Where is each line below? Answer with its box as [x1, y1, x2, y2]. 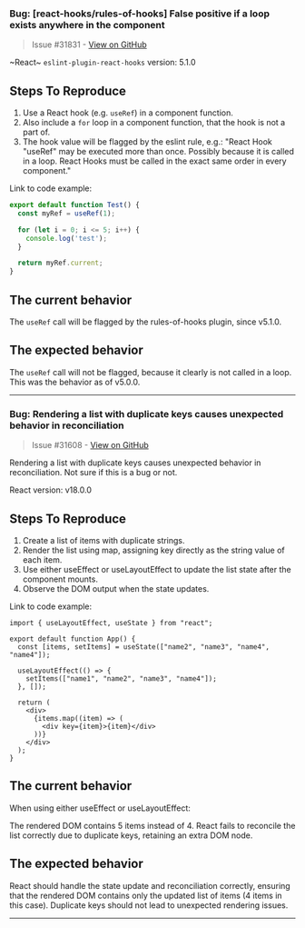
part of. [22, 126, 51, 138]
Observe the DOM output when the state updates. [22, 583, 210, 594]
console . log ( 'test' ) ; [25, 234, 107, 243]
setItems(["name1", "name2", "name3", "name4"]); [25, 674, 218, 684]
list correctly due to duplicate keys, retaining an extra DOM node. [9, 830, 253, 841]
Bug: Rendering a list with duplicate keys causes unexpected [9, 407, 284, 420]
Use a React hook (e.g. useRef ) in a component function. [22, 107, 234, 118]
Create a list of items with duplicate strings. [22, 534, 185, 545]
